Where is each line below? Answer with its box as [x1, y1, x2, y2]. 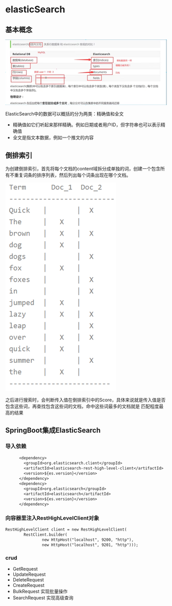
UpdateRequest [12, 571, 46, 578]
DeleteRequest [12, 577, 45, 583]
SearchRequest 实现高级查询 [12, 595, 74, 601]
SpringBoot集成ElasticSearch [5, 426, 101, 435]
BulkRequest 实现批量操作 [12, 589, 68, 595]
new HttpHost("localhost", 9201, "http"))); [41, 542, 139, 548]
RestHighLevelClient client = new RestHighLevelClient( [5, 527, 127, 532]
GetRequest [12, 566, 38, 572]
